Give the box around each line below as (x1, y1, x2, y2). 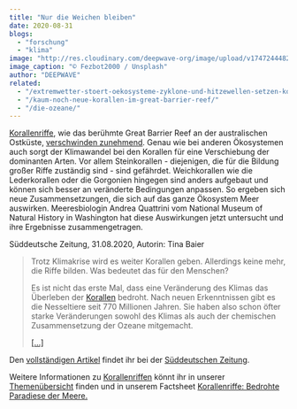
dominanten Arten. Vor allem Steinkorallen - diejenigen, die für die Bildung (9, 156, 279, 166)
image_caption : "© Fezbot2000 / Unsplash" (9, 63, 168, 72)
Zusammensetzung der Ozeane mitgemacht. (30, 320, 194, 331)
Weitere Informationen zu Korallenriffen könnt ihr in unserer (9, 372, 225, 382)
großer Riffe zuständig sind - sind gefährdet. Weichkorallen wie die (9, 166, 254, 176)
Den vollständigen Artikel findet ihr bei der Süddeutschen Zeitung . (9, 355, 250, 366)
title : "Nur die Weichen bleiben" (9, 12, 137, 22)
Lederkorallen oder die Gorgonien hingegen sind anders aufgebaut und (9, 174, 269, 186)
